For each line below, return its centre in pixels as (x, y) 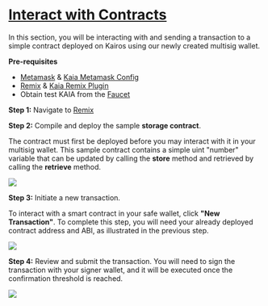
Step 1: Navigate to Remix (51, 110)
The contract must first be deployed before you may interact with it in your (132, 141)
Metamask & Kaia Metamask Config (80, 77)
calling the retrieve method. (55, 166)
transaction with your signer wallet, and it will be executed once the (121, 270)
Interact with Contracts (88, 15)
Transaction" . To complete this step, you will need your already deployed (131, 222)
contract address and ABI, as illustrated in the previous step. (109, 230)
